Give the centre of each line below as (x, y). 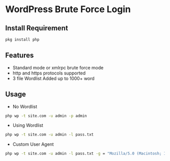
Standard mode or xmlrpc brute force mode (58, 67)
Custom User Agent (33, 144)
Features (19, 55)
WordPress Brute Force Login (68, 9)
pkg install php (22, 39)
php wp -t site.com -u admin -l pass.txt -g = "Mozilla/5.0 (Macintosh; (83, 154)
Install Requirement (37, 28)
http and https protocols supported (49, 73)
